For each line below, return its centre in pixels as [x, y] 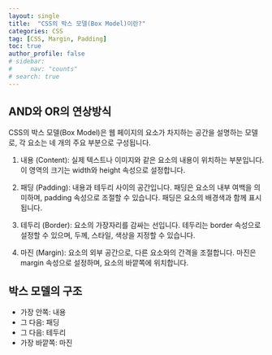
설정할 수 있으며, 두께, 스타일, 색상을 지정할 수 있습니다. [108, 235]
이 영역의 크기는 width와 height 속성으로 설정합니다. [103, 170]
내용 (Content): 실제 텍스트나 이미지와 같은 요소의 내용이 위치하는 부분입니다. [142, 160]
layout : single [34, 16]
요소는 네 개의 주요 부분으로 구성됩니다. [89, 142]
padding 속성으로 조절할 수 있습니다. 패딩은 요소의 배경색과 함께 [146, 198]
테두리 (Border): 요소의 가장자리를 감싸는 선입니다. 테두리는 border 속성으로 [140, 226]
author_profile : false [47, 54]
